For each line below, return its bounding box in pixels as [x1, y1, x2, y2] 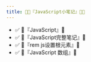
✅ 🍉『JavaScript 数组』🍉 [14, 49, 77, 56]
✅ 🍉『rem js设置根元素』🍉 [14, 41, 80, 48]
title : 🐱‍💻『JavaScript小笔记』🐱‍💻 [6, 8, 85, 15]
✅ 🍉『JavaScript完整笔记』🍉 [14, 34, 86, 41]
